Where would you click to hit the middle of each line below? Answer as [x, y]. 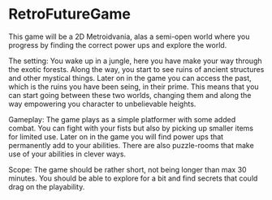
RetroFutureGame [70, 14]
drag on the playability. [47, 186]
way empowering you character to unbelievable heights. [102, 104]
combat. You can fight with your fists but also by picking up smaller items [131, 128]
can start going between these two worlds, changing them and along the [130, 95]
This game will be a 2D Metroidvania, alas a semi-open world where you [129, 36]
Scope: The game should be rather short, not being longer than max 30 [127, 169]
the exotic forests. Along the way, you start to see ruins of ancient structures [136, 69]
